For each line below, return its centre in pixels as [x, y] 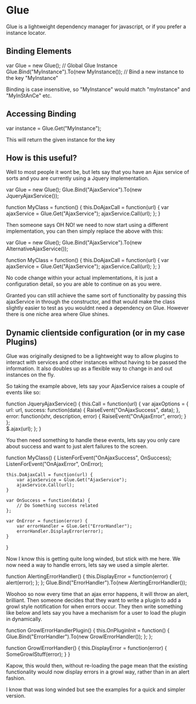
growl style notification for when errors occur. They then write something [94, 606]
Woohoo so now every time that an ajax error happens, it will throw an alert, [97, 594]
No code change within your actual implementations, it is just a [82, 278]
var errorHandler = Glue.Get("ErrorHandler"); [75, 527]
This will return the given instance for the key [61, 139]
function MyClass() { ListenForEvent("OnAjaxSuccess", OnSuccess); [89, 458]
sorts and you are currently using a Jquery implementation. [78, 178]
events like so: [23, 393]
